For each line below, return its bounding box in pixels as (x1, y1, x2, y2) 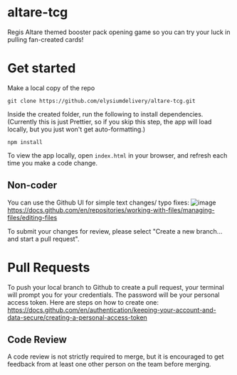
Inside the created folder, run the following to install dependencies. (7, 109, 204, 118)
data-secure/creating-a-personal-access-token (7, 313, 147, 322)
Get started (7, 60, 76, 77)
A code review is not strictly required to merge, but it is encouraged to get (7, 352, 224, 361)
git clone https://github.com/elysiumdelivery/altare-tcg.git (7, 97, 196, 104)
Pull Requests (7, 259, 90, 276)
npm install (7, 138, 43, 146)
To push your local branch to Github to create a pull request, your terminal (7, 283, 224, 291)
